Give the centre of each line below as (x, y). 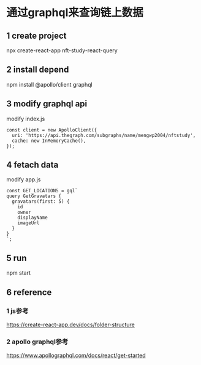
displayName (32, 218)
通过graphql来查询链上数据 (75, 13)
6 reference (29, 292)
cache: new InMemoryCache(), (49, 141)
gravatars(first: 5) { (41, 202)
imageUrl (28, 223)
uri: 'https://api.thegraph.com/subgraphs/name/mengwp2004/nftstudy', (104, 135)
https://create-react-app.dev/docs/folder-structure (70, 324)
